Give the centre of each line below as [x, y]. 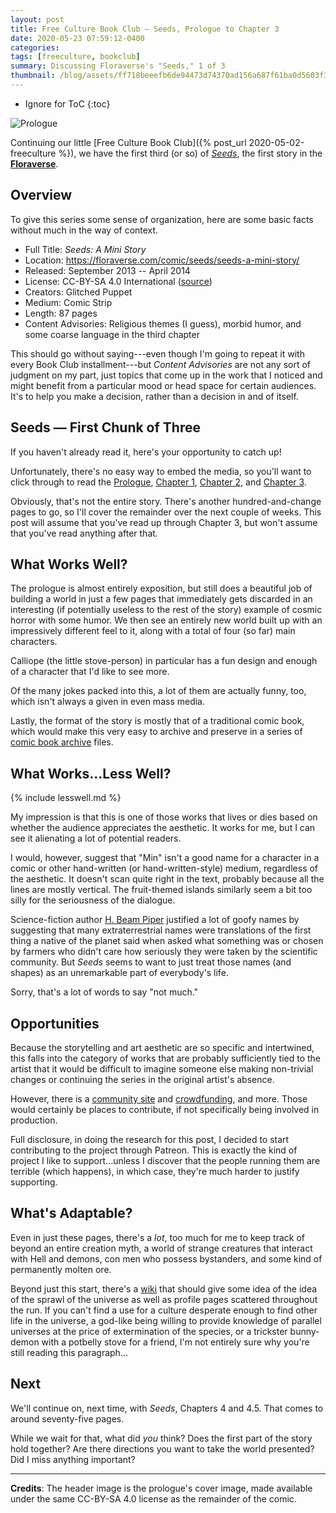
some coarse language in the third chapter [112, 334]
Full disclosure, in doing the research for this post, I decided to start [150, 1139]
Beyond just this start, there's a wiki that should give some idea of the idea [164, 1288]
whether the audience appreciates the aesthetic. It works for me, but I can [163, 828]
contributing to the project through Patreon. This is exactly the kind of [154, 1150]
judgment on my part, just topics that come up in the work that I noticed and [166, 375]
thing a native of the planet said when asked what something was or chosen [167, 941]
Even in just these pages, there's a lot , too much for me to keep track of [158, 1237]
